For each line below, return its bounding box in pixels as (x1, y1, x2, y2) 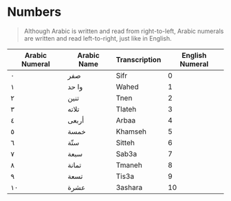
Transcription (115, 54, 162, 64)
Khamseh (115, 127, 146, 136)
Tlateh (115, 104, 137, 114)
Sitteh (115, 138, 135, 147)
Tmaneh (115, 160, 142, 169)
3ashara (115, 182, 143, 192)
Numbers (7, 4, 62, 20)
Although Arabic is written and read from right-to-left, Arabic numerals (23, 27, 224, 35)
